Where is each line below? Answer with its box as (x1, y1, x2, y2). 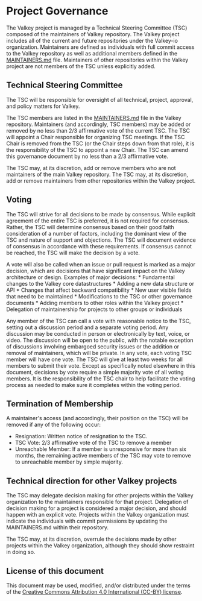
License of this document (6, 565, 104, 576)
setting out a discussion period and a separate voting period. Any (6, 324, 169, 331)
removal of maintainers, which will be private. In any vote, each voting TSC (6, 349, 192, 356)
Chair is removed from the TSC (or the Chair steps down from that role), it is (6, 140, 195, 147)
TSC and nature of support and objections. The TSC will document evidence (6, 236, 196, 244)
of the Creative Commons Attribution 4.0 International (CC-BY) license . (6, 588, 183, 595)
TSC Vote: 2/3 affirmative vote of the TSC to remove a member (14, 439, 172, 447)
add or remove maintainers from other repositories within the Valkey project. (6, 177, 196, 184)
